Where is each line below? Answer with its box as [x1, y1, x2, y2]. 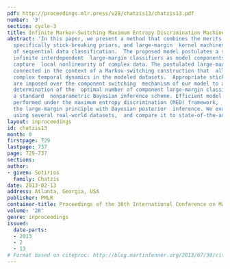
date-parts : [13, 227, 48, 233]
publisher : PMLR [7, 194, 53, 202]
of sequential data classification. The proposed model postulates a [13, 49, 219, 55]
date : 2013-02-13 [7, 182, 57, 189]
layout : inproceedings [7, 118, 72, 125]
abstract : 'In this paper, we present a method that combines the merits [7, 36, 222, 42]
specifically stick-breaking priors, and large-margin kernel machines [13, 42, 225, 49]
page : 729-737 [7, 150, 48, 157]
